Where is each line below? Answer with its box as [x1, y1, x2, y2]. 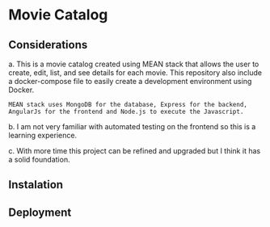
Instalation [8, 178, 63, 191]
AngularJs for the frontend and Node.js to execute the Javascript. [8, 107, 244, 116]
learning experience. [8, 131, 78, 140]
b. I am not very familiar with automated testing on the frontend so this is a [8, 122, 256, 131]
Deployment [8, 205, 72, 219]
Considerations [8, 38, 88, 52]
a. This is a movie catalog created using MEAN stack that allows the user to [8, 59, 259, 69]
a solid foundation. [8, 155, 70, 164]
